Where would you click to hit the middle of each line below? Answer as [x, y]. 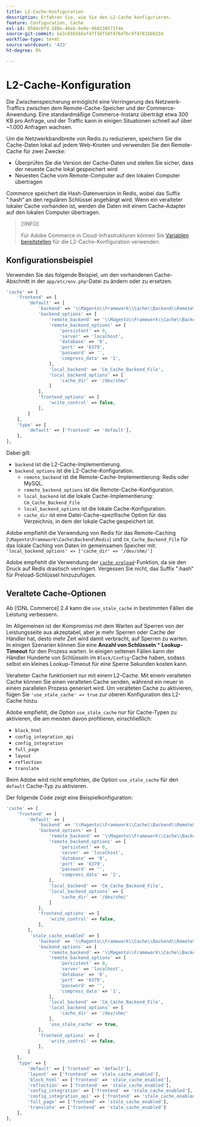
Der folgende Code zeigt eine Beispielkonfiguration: [70, 797]
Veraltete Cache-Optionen [56, 594]
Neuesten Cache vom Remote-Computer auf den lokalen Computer [97, 175]
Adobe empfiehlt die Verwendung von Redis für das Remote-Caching [91, 533]
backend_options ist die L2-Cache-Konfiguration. [74, 471]
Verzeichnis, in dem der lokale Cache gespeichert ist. [89, 521]
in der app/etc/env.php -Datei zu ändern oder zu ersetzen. [101, 281]
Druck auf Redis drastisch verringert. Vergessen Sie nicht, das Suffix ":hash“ [100, 569]
